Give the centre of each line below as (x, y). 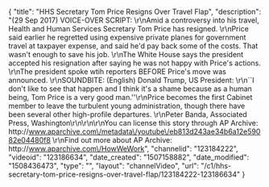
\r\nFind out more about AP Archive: (112, 140)
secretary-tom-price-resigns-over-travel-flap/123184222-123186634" (124, 174)
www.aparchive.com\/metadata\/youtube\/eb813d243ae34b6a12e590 (145, 131)
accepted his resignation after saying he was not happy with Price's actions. (135, 63)
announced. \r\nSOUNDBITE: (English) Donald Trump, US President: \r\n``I (132, 80)
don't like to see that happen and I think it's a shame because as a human (130, 89)
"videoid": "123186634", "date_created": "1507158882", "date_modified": (129, 157)
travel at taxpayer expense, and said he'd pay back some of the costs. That (133, 46)
